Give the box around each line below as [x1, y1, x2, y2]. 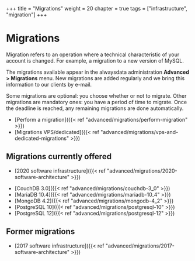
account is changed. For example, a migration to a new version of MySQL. [6, 57, 184, 64]
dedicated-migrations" [14, 135, 69, 142]
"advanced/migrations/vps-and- [100, 128, 179, 135]
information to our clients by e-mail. [6, 81, 92, 88]
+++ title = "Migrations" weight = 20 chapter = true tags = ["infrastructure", [6, 5, 188, 12]
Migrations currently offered [6, 152, 112, 162]
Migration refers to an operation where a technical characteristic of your [6, 51, 180, 58]
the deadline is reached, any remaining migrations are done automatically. [6, 105, 184, 112]
